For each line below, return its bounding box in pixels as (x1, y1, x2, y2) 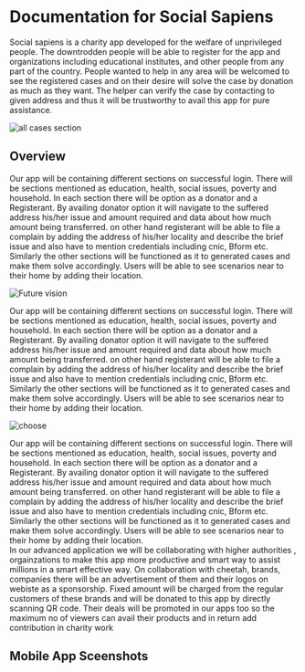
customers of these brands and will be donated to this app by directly (9, 593, 271, 604)
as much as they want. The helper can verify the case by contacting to (9, 85, 276, 96)
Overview (9, 149, 67, 164)
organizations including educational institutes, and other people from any (9, 56, 285, 67)
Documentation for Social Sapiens (9, 6, 274, 27)
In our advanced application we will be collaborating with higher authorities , (9, 544, 297, 555)
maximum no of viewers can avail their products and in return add (9, 612, 258, 623)
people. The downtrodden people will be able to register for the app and (9, 46, 281, 57)
